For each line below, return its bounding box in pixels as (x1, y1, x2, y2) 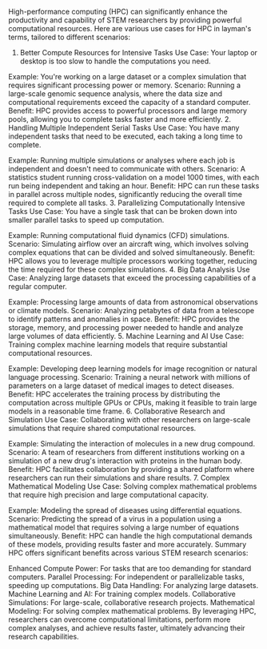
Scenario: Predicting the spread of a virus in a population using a (8, 514, 222, 523)
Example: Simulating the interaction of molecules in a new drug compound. (8, 439, 256, 448)
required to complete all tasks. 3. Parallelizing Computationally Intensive (8, 198, 245, 208)
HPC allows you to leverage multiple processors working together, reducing (8, 256, 257, 265)
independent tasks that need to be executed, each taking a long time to (8, 131, 243, 141)
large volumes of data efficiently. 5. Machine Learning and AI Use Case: (8, 332, 245, 341)
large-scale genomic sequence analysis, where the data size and (8, 89, 222, 99)
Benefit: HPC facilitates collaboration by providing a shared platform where (8, 465, 255, 474)
